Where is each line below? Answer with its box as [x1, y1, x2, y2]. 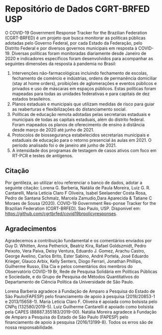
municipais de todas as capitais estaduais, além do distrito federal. [12, 117, 145, 122]
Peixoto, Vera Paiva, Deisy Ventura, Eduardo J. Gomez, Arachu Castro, [5, 248, 146, 253]
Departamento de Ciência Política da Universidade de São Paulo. [5, 279, 134, 285]
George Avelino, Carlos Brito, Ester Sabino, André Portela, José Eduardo [5, 253, 149, 259]
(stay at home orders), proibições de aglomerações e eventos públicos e [12, 80, 157, 86]
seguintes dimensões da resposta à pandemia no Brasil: [5, 61, 117, 67]
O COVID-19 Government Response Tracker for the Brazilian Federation [5, 30, 147, 35]
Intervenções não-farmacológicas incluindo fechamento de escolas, [12, 70, 148, 76]
